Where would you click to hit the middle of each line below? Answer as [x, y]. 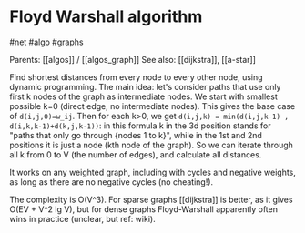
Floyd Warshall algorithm [106, 17]
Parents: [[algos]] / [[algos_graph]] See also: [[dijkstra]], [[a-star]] [133, 59]
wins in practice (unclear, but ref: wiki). [83, 218]
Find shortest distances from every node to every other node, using [136, 77]
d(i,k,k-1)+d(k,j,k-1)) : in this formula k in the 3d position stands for [140, 126]
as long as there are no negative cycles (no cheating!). [112, 182]
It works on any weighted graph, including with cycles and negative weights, [152, 172]
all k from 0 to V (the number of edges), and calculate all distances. [136, 154]
